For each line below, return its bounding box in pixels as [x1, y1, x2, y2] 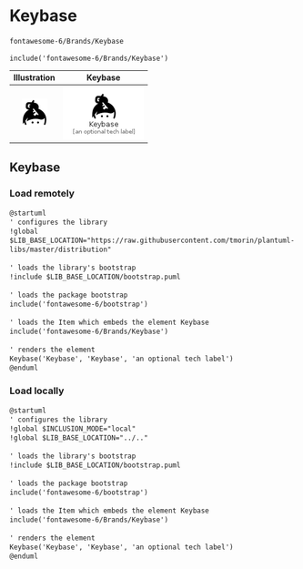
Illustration [13, 72, 56, 83]
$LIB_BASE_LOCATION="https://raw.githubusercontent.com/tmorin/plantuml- [9, 236, 296, 245]
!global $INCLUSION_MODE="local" [9, 424, 136, 433]
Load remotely [9, 187, 76, 199]
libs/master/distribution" [9, 245, 112, 254]
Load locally [9, 384, 65, 397]
